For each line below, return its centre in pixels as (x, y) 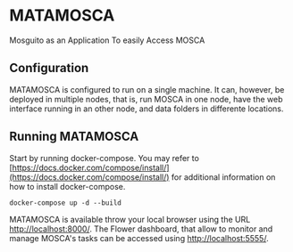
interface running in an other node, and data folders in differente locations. (146, 109)
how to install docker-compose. (67, 186)
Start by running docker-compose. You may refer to (104, 158)
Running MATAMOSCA (74, 137)
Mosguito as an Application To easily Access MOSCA (107, 40)
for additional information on (223, 177)
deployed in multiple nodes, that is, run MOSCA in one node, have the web (146, 99)
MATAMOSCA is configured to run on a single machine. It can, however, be (147, 89)
